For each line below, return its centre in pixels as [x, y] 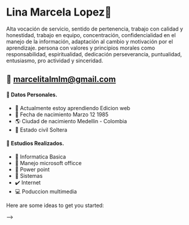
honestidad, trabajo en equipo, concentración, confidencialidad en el [91, 35]
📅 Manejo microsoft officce [48, 163]
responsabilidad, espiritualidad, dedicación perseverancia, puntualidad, [94, 54]
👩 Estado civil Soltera [41, 130]
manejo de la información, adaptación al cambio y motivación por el [90, 41]
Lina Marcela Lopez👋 [59, 12]
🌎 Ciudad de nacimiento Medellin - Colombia [71, 121]
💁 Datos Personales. [32, 95]
